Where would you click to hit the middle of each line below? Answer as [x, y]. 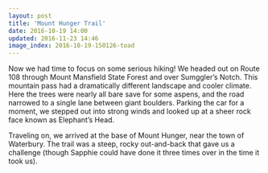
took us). [23, 161]
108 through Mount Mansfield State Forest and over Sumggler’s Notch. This [133, 77]
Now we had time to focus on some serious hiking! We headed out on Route [134, 68]
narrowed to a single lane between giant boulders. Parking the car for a [126, 103]
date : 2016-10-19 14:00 [48, 31]
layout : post [30, 16]
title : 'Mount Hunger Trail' [57, 23]
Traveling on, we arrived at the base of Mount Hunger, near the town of [126, 136]
